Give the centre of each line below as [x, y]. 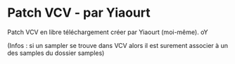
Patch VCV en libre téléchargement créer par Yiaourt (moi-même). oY [108, 32]
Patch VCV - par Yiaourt [79, 13]
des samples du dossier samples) [56, 53]
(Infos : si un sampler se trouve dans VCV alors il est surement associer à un [118, 45]
